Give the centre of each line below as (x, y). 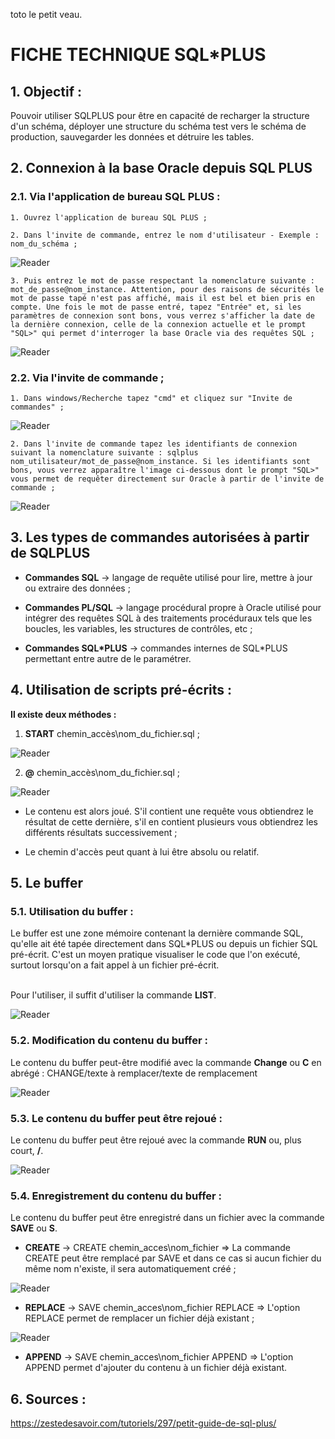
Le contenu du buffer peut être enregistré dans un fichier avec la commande (167, 1218)
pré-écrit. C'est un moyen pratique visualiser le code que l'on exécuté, (155, 955)
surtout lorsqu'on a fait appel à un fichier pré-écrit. (115, 965)
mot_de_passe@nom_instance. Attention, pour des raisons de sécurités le (167, 289)
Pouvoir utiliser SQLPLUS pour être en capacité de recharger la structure (160, 115)
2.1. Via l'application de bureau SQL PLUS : (115, 197)
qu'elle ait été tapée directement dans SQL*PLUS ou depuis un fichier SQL (164, 944)
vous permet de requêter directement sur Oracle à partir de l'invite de (167, 479)
